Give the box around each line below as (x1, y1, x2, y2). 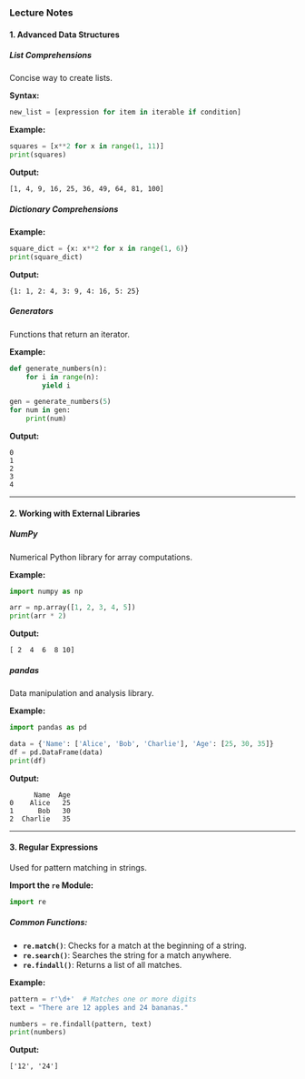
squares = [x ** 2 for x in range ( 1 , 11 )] (9, 142, 165, 151)
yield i (42, 380, 71, 390)
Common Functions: (9, 917, 88, 928)
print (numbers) (9, 1028, 67, 1037)
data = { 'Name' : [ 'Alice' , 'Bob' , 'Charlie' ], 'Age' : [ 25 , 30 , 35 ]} (9, 740, 274, 749)
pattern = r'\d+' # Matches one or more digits (9, 994, 197, 1003)
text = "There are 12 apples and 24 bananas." (9, 1003, 189, 1012)
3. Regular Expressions (9, 842, 98, 852)
